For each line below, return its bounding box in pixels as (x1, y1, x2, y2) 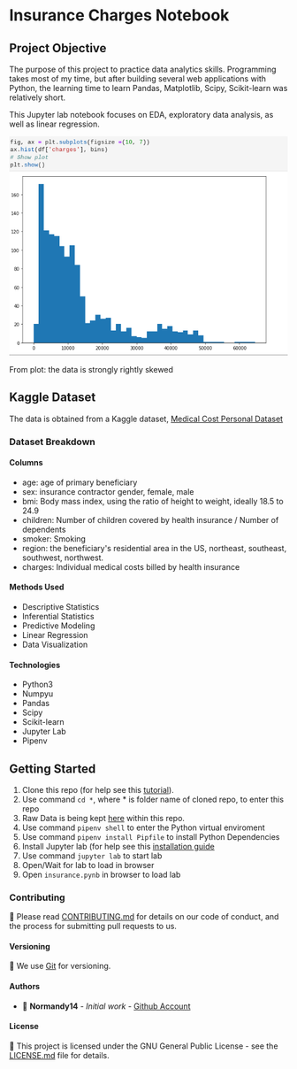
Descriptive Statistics (21, 601, 100, 611)
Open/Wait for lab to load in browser (21, 859, 155, 870)
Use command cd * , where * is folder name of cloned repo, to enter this (21, 794, 285, 804)
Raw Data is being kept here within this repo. (21, 812, 186, 823)
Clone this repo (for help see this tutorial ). (21, 784, 174, 795)
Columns (9, 458, 43, 468)
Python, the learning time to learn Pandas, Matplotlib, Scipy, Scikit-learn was (9, 83, 288, 93)
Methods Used (9, 581, 65, 593)
